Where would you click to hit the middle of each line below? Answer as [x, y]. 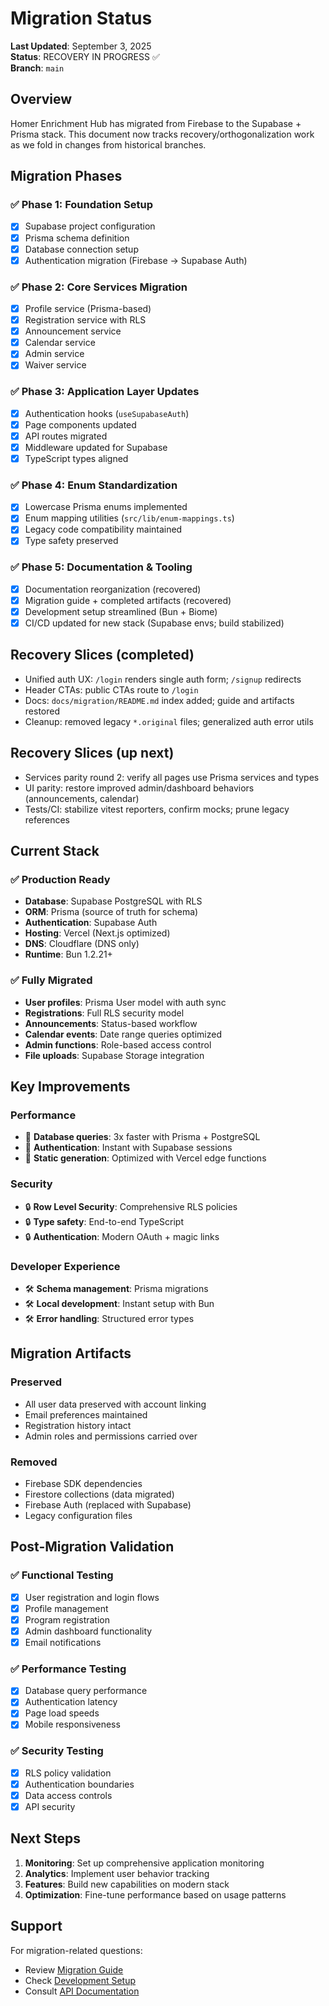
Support [36, 1926]
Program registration [67, 1619]
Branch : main [37, 68]
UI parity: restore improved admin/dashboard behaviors [139, 788]
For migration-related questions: [76, 1950]
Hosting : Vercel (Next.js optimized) [97, 933]
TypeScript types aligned [76, 458]
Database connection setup [81, 249]
